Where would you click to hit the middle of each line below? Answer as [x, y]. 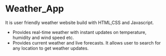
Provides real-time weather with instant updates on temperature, [79, 32]
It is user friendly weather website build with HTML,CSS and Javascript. [80, 22]
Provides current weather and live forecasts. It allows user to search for [87, 42]
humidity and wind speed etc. [43, 37]
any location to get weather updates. [51, 48]
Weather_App [35, 9]
